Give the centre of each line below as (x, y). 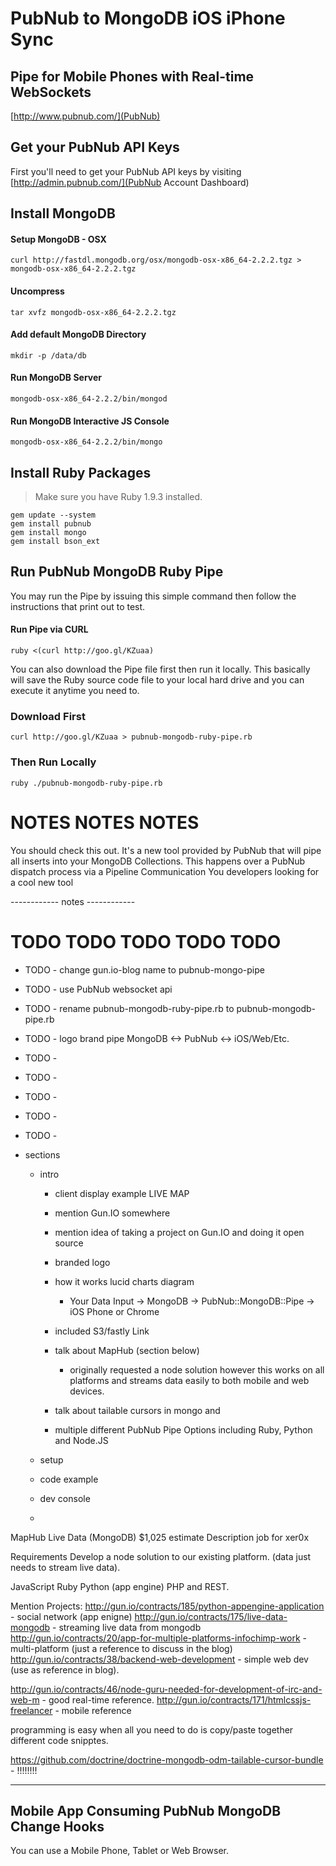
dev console (65, 1498)
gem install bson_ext (55, 542)
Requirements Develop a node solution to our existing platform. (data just (161, 1556)
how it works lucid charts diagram (124, 1281)
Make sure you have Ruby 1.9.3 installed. (118, 497)
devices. (87, 1391)
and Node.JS (81, 1440)
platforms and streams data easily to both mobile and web (189, 1380)
